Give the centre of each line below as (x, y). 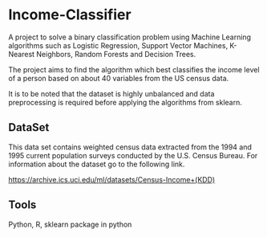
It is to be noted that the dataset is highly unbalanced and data (111, 93)
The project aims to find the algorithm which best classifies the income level (134, 69)
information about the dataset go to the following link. (97, 164)
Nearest (21, 54)
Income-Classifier (70, 15)
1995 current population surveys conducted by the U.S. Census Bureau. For (133, 155)
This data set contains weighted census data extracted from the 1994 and (130, 147)
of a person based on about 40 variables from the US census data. (119, 78)
